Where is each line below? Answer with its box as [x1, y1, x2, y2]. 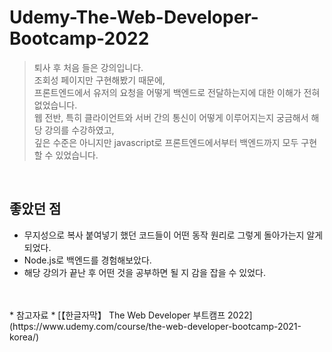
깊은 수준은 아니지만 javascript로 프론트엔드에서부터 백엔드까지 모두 [33, 136, 299, 148]
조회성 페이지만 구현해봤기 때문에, [33, 74, 166, 86]
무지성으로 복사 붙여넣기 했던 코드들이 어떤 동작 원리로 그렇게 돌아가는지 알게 [23, 229, 324, 241]
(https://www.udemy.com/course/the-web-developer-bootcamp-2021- [9, 320, 302, 332]
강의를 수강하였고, [44, 124, 115, 136]
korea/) [9, 331, 40, 343]
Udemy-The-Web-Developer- [9, 6, 259, 29]
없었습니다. [33, 99, 78, 111]
